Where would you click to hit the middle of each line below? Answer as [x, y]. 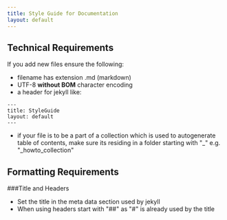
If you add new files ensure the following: [66, 64]
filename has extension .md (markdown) [74, 78]
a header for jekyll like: [49, 92]
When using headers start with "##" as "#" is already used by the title [116, 209]
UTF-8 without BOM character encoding [75, 85]
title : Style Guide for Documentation [63, 13]
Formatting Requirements [63, 172]
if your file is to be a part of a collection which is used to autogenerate [116, 135]
